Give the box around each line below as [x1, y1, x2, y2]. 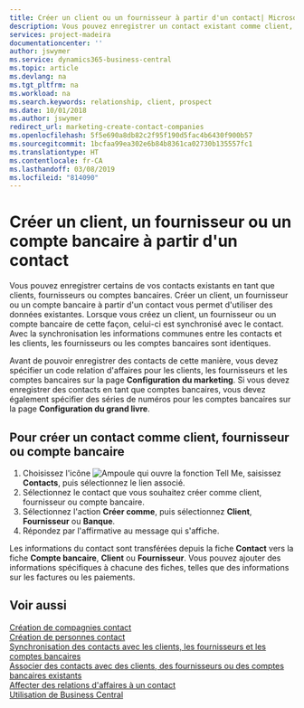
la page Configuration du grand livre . [9, 403, 151, 414]
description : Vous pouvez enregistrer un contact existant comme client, [9, 22, 294, 31]
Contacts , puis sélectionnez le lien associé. [22, 477, 185, 488]
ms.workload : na [9, 89, 71, 98]
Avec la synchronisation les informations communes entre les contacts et [9, 328, 282, 339]
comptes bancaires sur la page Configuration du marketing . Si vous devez [9, 374, 290, 385]
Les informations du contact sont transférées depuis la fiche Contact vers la [9, 543, 294, 553]
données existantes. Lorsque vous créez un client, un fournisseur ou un [9, 309, 277, 320]
